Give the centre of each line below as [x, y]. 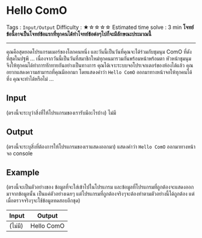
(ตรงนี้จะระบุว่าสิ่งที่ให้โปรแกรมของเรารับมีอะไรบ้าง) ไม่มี [61, 113]
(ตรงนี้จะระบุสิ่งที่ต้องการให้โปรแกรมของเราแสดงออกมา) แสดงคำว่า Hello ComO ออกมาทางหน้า [101, 146]
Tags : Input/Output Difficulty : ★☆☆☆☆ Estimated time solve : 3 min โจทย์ [100, 27]
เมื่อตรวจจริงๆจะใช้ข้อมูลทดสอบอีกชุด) [43, 201]
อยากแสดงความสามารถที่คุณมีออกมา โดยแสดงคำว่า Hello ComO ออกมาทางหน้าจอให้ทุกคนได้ [99, 72]
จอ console [20, 153]
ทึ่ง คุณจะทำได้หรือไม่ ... [30, 78]
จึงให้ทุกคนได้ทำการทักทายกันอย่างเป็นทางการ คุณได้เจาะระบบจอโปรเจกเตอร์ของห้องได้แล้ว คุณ [100, 65]
